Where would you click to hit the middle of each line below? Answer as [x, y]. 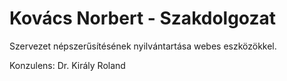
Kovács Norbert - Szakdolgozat [143, 18]
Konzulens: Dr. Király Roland [67, 65]
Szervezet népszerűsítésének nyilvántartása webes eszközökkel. [143, 46]
